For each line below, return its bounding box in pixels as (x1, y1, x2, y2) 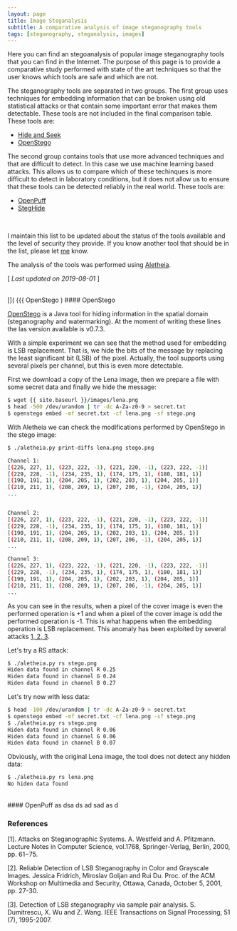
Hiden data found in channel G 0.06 (7, 733, 116, 740)
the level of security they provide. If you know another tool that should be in (7, 239, 230, 248)
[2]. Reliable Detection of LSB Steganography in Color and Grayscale (7, 864, 209, 872)
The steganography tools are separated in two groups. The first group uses (7, 86, 228, 95)
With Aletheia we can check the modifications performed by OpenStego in (7, 423, 226, 431)
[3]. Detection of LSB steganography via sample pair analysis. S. (7, 900, 196, 909)
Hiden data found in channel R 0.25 (7, 666, 116, 673)
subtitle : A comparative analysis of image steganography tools (7, 24, 202, 31)
